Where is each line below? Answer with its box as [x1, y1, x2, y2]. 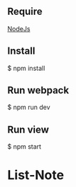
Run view [7, 123, 50, 135]
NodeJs [7, 24, 31, 33]
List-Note [7, 167, 65, 183]
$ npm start [7, 142, 41, 151]
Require [7, 6, 43, 18]
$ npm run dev [7, 103, 51, 112]
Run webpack [7, 84, 70, 96]
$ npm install [7, 64, 45, 72]
